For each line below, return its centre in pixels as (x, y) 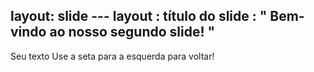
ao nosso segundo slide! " (132, 32)
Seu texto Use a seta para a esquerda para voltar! (112, 56)
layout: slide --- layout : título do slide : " (139, 16)
